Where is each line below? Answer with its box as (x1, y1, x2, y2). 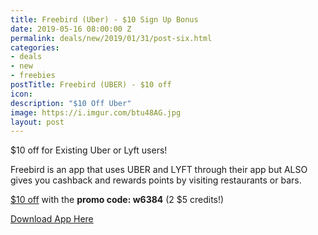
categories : (10, 42, 60, 53)
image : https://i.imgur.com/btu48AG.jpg (10, 107, 182, 118)
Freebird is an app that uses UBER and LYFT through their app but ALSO (10, 164, 308, 176)
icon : (10, 89, 33, 99)
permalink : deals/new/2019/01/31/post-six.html (10, 33, 213, 43)
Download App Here (10, 213, 94, 225)
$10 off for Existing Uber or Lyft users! (10, 144, 168, 156)
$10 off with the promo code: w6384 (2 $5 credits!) (10, 194, 225, 206)
